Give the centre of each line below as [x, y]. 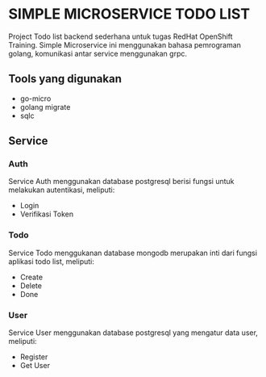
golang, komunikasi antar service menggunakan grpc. [98, 53]
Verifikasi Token [47, 214]
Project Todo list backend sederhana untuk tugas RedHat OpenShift [121, 36]
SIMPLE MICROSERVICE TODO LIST [129, 14]
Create [31, 277]
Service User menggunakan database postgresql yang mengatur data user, [133, 333]
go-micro [35, 98]
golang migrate [45, 107]
